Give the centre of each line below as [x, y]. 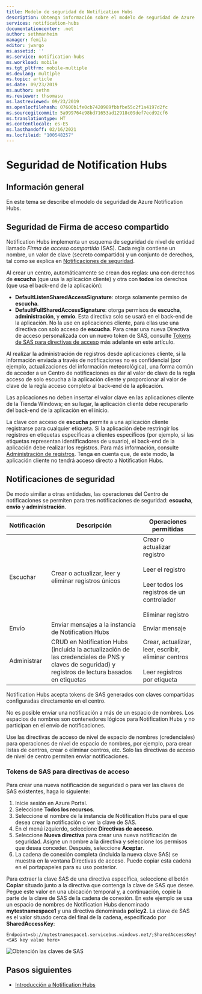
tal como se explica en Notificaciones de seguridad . [71, 261]
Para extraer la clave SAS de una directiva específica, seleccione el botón [97, 879]
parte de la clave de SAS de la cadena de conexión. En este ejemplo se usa [99, 898]
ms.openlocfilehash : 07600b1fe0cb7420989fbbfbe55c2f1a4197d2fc [87, 107]
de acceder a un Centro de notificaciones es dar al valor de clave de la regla [101, 373]
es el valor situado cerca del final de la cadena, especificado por [86, 917]
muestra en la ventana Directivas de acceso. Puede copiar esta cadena [103, 861]
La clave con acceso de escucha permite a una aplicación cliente [87, 422]
